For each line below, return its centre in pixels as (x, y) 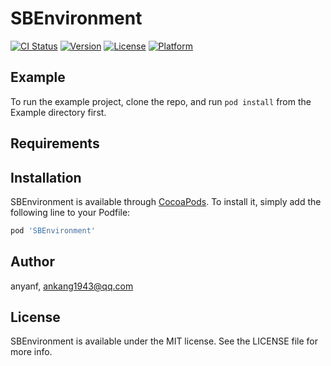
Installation (46, 177)
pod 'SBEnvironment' (53, 230)
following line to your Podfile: (70, 212)
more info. (31, 352)
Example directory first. (58, 112)
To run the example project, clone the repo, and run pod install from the (161, 101)
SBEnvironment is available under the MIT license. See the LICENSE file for (164, 341)
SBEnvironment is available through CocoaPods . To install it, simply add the (166, 201)
